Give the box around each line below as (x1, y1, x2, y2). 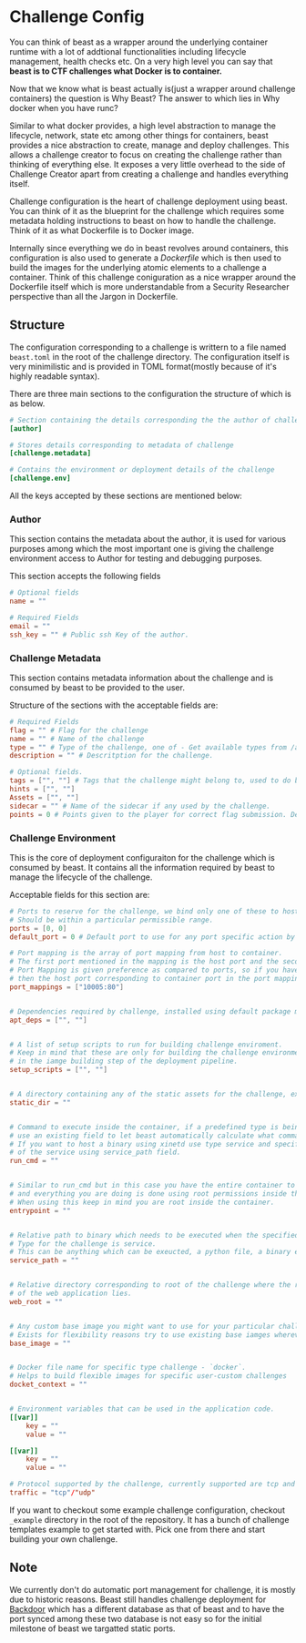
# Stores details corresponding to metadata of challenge (9, 440, 234, 450)
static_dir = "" (9, 1097, 71, 1107)
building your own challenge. (9, 1533, 118, 1545)
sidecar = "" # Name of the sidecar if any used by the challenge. (9, 801, 271, 811)
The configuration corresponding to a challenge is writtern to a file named (9, 342, 287, 352)
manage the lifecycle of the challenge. (9, 872, 153, 883)
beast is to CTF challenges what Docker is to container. (9, 66, 223, 77)
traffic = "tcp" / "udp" (9, 1488, 96, 1497)
